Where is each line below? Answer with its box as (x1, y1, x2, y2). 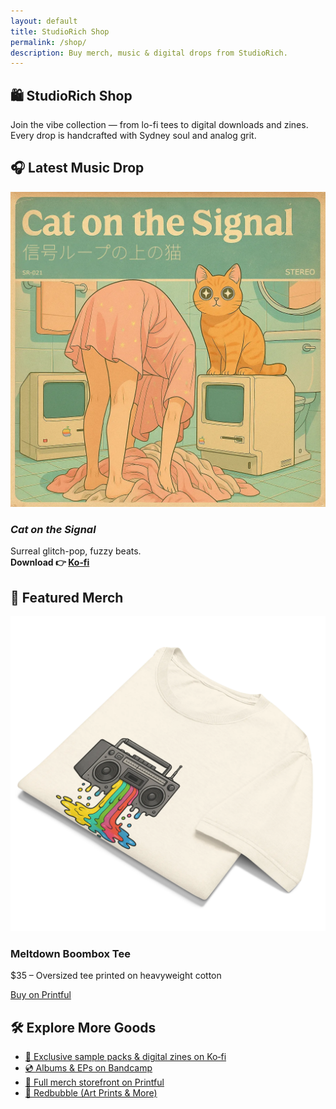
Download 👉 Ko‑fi (10, 556, 90, 569)
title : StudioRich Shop (10, 26, 110, 37)
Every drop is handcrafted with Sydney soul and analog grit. (10, 130, 257, 142)
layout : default (10, 16, 78, 26)
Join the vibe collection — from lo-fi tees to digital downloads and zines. (10, 119, 309, 131)
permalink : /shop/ (10, 37, 87, 47)
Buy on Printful (10, 989, 72, 1001)
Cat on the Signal (10, 522, 97, 536)
